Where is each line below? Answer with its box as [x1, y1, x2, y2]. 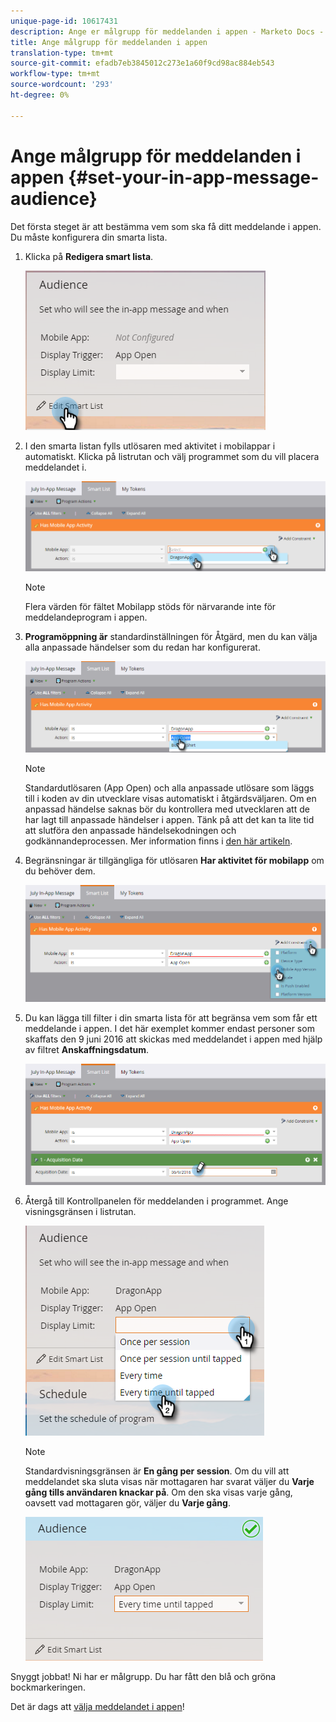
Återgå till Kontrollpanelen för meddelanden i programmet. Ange [24, 1195, 289, 1207]
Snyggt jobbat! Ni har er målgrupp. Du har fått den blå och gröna [10, 1671, 277, 1683]
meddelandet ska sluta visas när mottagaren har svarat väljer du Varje [24, 1476, 315, 1488]
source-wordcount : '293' [10, 80, 114, 90]
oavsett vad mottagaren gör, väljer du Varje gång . [24, 1497, 231, 1509]
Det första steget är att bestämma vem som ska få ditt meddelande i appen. [10, 220, 322, 232]
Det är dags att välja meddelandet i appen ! [10, 1701, 185, 1713]
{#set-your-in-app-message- [68, 166, 320, 189]
